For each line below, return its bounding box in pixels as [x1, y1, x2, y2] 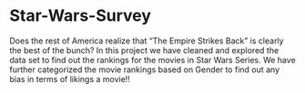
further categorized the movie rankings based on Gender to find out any [9, 64, 280, 75]
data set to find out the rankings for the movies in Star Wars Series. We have [9, 54, 296, 65]
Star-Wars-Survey [9, 5, 152, 26]
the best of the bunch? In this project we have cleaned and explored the [9, 44, 280, 55]
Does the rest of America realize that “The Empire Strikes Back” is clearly [9, 35, 284, 46]
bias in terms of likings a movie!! [9, 73, 130, 84]
